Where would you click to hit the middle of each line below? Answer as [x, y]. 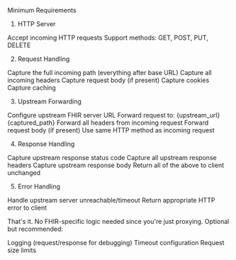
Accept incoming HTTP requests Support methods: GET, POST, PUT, [108, 38]
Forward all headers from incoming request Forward [133, 123]
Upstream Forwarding [49, 101]
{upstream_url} [198, 115]
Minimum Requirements [42, 10]
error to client [27, 208]
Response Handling [46, 144]
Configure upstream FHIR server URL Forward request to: [91, 115]
